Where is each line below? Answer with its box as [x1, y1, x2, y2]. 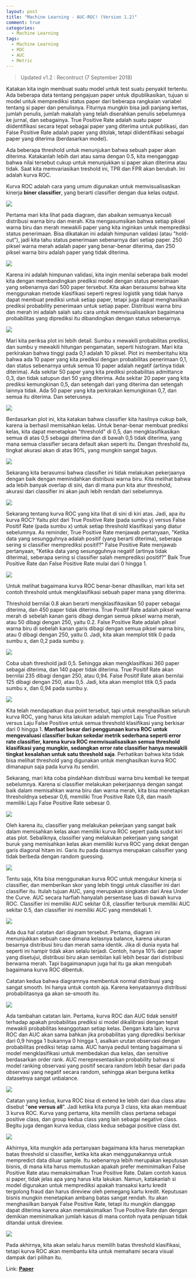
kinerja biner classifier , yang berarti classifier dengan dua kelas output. [6, 189, 180, 196]
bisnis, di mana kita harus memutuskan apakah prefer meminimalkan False [6, 1162, 185, 1170]
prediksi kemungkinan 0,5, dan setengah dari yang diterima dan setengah [6, 381, 183, 388]
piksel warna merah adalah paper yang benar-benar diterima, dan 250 [6, 242, 176, 249]
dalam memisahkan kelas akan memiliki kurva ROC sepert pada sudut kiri [6, 828, 183, 835]
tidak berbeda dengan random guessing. [6, 853, 104, 860]
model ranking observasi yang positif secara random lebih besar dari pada [6, 1062, 185, 1069]
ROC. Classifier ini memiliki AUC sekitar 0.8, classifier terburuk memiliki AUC [6, 900, 190, 907]
